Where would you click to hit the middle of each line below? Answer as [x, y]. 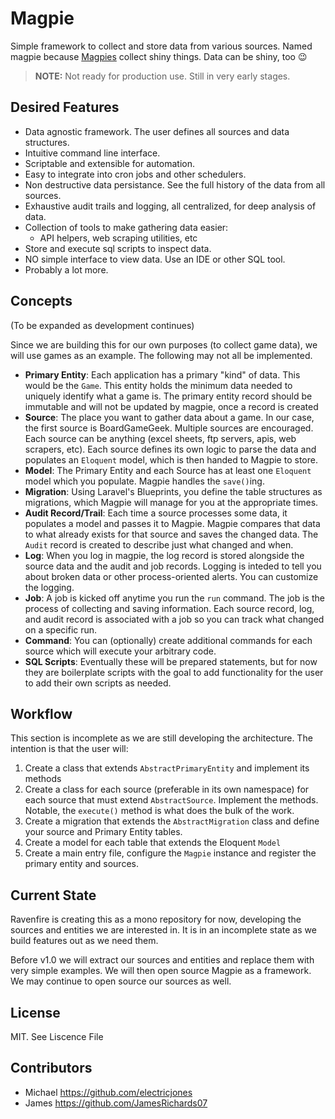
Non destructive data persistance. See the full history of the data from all [175, 184]
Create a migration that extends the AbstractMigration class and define [172, 821]
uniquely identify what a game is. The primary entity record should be [168, 396]
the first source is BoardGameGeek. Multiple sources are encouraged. [169, 428]
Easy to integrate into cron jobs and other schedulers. [135, 174]
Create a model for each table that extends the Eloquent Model [153, 843]
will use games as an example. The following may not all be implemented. [161, 355]
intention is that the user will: [69, 749]
